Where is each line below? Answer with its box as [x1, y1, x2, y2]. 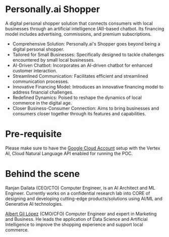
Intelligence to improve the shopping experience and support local [5, 221, 143, 227]
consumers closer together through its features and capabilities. [12, 110, 146, 117]
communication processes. [12, 78, 69, 84]
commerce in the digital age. [12, 100, 72, 106]
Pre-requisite [5, 128, 62, 140]
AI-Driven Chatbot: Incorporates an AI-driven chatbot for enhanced [12, 62, 153, 68]
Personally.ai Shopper [5, 4, 100, 15]
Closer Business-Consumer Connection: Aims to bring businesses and [12, 105, 159, 111]
